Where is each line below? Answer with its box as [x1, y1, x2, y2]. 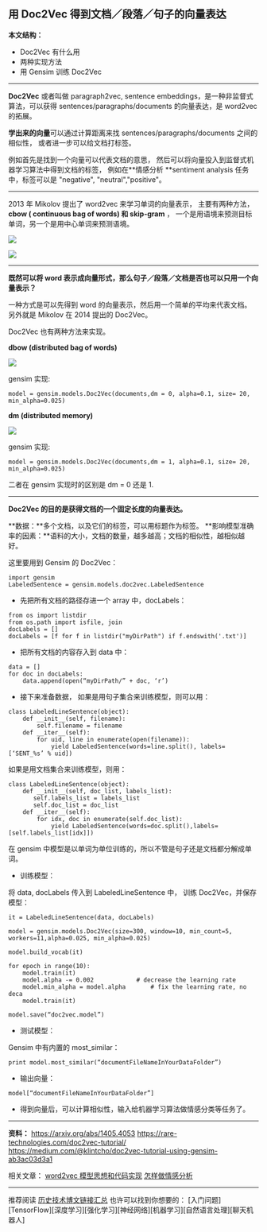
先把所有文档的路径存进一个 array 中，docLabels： [19, 595, 187, 605]
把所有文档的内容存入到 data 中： [19, 647, 130, 657]
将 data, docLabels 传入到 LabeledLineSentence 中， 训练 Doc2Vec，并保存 [8, 887, 257, 897]
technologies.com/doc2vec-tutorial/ [8, 1137, 127, 1147]
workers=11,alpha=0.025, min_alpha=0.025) [8, 934, 151, 942]
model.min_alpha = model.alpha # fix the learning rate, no [22, 982, 247, 991]
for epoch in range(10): [8, 962, 91, 970]
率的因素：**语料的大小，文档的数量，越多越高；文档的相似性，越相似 [8, 531, 238, 540]
